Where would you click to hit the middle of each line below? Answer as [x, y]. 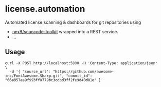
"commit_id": [79, 76]
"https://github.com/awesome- [83, 72]
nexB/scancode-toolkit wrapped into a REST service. [65, 31]
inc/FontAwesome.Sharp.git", [35, 76]
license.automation [45, 9]
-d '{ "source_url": [30, 72]
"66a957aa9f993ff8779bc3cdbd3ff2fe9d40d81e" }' [54, 80]
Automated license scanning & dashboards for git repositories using [73, 22]
